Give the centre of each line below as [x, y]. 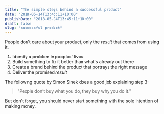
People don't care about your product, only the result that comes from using [82, 42]
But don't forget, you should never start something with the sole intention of [82, 101]
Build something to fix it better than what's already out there [73, 62]
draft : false [18, 23]
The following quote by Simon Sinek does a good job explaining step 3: [77, 82]
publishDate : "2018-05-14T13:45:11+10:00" [49, 19]
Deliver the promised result [40, 72]
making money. [21, 106]
